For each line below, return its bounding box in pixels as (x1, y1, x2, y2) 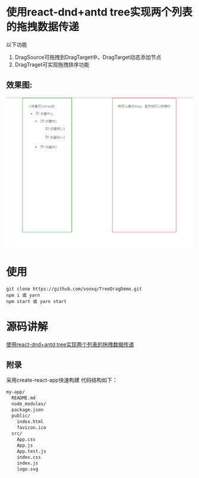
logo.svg (17, 466, 39, 472)
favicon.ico (17, 425, 46, 431)
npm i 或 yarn (6, 292, 40, 298)
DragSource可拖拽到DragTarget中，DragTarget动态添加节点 (14, 53, 162, 60)
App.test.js (17, 448, 46, 454)
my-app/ (6, 389, 26, 395)
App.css (17, 436, 36, 442)
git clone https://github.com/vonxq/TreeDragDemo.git (6, 286, 143, 292)
